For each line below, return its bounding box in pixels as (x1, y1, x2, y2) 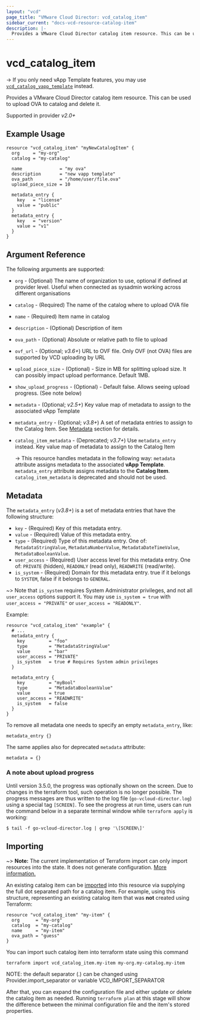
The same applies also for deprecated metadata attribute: (6, 743, 146, 750)
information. (6, 870, 36, 877)
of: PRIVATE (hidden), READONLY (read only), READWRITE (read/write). (14, 562, 176, 569)
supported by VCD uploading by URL (14, 354, 106, 361)
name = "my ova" (11, 166, 86, 171)
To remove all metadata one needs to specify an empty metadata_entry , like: (6, 721, 193, 728)
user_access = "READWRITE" (17, 695, 84, 701)
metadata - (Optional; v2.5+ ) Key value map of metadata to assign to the (14, 401, 192, 408)
